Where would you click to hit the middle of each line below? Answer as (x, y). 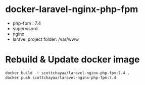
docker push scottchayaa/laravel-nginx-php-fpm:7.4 (61, 77)
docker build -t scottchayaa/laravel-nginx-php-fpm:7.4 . (67, 73)
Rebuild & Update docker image (72, 60)
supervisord (25, 28)
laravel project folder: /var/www (46, 39)
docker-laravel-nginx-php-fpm (72, 9)
